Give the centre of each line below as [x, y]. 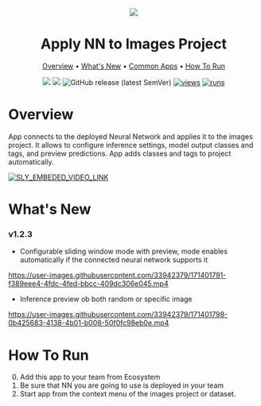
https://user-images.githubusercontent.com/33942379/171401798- [118, 315]
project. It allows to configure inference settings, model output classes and [131, 145]
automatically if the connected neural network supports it [114, 260]
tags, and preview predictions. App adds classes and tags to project [120, 153]
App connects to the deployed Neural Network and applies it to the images [130, 136]
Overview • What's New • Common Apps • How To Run [134, 66]
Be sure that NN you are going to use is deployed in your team [122, 385]
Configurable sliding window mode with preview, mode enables [124, 251]
